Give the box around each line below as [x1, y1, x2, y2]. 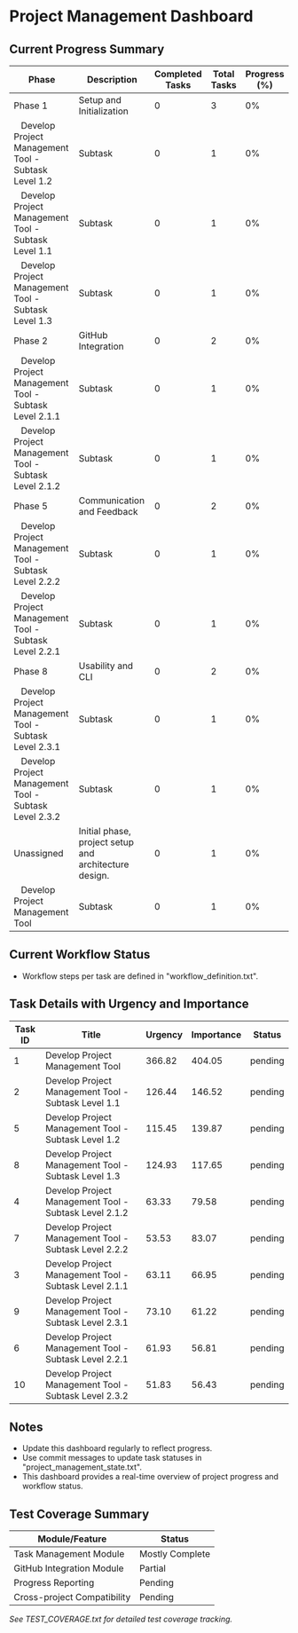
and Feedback [78, 506, 138, 517]
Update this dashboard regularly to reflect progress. [21, 1443, 213, 1454]
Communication [78, 494, 145, 507]
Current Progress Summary [9, 42, 165, 57]
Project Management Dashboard [9, 6, 254, 27]
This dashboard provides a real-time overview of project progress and [21, 1471, 279, 1482]
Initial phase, [78, 825, 131, 837]
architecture [78, 858, 129, 871]
